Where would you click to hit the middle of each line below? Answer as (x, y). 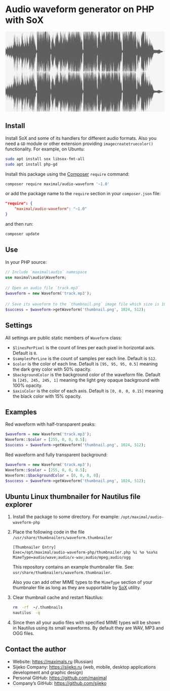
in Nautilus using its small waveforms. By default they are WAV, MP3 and (88, 628)
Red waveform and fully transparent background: (56, 455)
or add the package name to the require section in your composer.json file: (83, 194)
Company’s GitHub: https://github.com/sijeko (59, 683)
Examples (21, 412)
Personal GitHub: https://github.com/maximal (60, 678)
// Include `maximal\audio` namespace (46, 272)
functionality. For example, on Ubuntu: (45, 149)
